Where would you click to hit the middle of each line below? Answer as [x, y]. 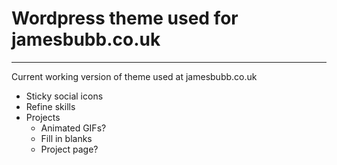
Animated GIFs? [73, 128]
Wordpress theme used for [125, 18]
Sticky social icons [64, 96]
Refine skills [50, 106]
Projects [43, 117]
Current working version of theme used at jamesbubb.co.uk [134, 76]
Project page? [69, 149]
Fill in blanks [66, 138]
